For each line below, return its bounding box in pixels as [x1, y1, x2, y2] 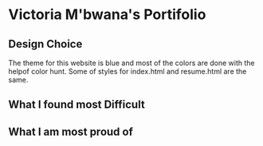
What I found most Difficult [8, 98, 145, 112]
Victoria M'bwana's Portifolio [8, 6, 206, 24]
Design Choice [8, 37, 83, 51]
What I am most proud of [8, 125, 134, 138]
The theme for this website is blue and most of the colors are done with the [8, 58, 255, 67]
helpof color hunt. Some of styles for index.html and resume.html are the [8, 67, 247, 76]
